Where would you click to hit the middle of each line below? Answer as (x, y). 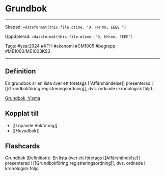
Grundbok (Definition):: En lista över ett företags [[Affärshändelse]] (73, 158)
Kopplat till (22, 114)
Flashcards (23, 146)
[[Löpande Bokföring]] (35, 125)
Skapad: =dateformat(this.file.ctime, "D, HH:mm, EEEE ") (66, 27)
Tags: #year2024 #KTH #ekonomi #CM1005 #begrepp (60, 46)
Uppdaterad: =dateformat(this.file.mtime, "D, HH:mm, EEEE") (69, 36)
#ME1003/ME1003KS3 (28, 51)
